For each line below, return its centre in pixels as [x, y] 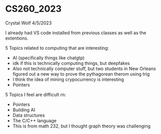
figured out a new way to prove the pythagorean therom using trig [81, 74]
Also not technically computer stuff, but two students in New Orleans [84, 69]
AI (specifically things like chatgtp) [48, 58]
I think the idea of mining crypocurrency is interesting [68, 79]
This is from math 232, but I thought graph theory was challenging [82, 126]
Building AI [24, 110]
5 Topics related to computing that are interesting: [57, 48]
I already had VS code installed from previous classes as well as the [76, 32]
